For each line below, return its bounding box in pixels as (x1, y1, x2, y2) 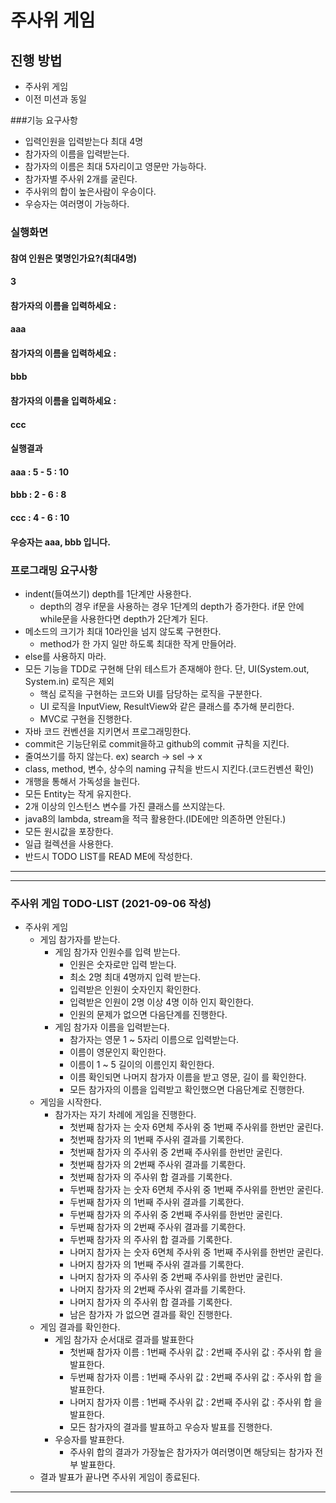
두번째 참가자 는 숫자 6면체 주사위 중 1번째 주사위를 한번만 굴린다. (69, 1184, 324, 1196)
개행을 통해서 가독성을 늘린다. (24, 775, 141, 787)
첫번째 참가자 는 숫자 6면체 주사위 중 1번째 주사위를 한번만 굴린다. (69, 1121, 324, 1133)
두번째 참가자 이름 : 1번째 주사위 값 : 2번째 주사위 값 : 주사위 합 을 (69, 1371, 323, 1383)
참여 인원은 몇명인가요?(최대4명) (10, 252, 137, 264)
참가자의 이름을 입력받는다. (24, 148, 130, 160)
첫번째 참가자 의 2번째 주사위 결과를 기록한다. (69, 1159, 247, 1171)
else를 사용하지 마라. (24, 650, 107, 662)
